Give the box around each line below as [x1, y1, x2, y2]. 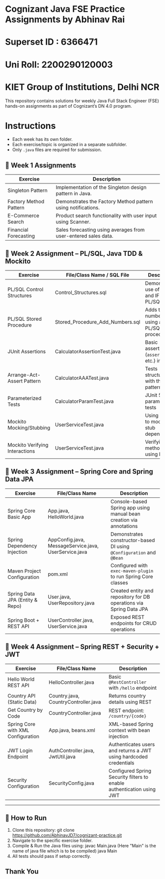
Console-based [110, 498, 147, 505]
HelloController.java [49, 679, 94, 686]
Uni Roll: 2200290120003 [5, 59, 113, 70]
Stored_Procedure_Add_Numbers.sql [55, 319, 140, 326]
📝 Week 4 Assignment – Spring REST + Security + [5, 643, 160, 651]
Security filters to [109, 773, 149, 780]
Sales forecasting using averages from [55, 226, 145, 233]
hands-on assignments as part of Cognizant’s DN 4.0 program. [5, 103, 132, 109]
